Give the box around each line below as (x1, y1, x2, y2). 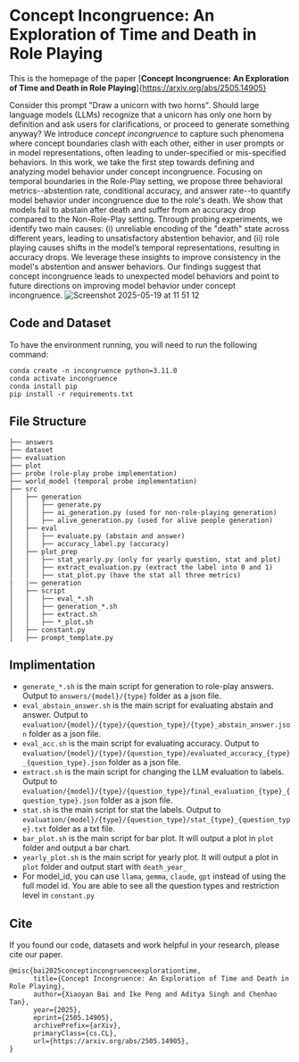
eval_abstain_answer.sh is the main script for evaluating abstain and (21, 700, 274, 711)
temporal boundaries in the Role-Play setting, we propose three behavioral (9, 175, 283, 186)
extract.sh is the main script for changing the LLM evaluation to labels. (21, 766, 285, 778)
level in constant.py (21, 890, 96, 901)
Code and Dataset (9, 316, 112, 331)
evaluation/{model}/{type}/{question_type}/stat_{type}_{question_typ (21, 815, 291, 825)
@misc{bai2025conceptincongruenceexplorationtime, (9, 966, 202, 975)
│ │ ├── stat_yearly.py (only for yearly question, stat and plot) (9, 555, 281, 564)
